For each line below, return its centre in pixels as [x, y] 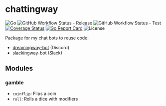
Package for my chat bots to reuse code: [47, 38]
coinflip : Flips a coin [34, 94]
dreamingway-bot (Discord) [41, 47]
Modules [19, 68]
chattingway [32, 9]
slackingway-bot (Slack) [37, 53]
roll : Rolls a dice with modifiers [45, 99]
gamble [14, 83]
